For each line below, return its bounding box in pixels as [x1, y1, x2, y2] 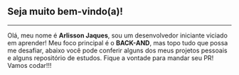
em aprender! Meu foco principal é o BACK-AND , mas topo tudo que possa [7, 38, 228, 47]
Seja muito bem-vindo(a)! [7, 6, 123, 18]
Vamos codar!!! [7, 61, 52, 69]
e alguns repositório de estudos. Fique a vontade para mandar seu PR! [7, 53, 214, 62]
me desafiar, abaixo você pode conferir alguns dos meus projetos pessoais [7, 46, 228, 54]
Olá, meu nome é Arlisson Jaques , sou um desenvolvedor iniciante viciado [7, 31, 228, 40]
